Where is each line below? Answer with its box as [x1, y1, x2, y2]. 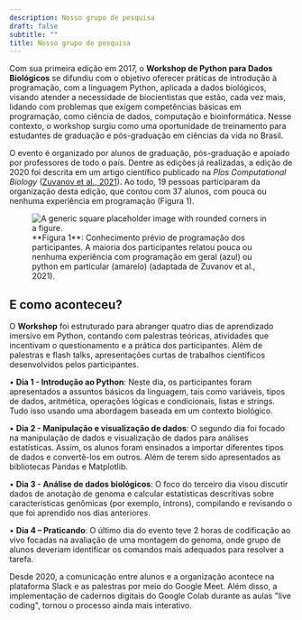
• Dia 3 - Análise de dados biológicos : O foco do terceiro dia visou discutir [9, 479, 288, 490]
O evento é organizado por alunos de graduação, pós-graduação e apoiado [9, 148, 290, 159]
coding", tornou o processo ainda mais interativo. [9, 600, 192, 611]
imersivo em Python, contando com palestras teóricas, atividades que [9, 330, 269, 341]
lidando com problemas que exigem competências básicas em [9, 101, 242, 113]
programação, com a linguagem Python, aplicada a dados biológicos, [9, 82, 267, 93]
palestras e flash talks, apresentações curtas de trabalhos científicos [9, 349, 266, 361]
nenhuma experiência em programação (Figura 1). [9, 196, 196, 207]
